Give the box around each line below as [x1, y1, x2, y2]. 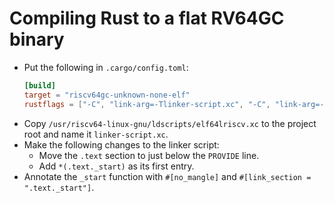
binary [9, 28, 65, 51]
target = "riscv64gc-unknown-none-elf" [23, 90, 191, 100]
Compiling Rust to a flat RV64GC [9, 7, 285, 30]
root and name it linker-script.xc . [23, 128, 169, 140]
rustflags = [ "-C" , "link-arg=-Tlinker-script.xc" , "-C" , [23, 99, 271, 109]
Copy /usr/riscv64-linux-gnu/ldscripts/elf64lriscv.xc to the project [23, 117, 317, 129]
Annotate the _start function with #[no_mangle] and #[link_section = [23, 170, 312, 182]
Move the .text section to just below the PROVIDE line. [38, 149, 260, 161]
